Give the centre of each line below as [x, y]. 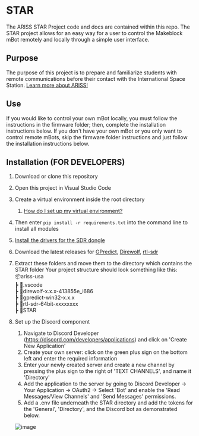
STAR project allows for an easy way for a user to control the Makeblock [94, 33]
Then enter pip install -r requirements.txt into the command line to [101, 222]
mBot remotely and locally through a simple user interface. [78, 39]
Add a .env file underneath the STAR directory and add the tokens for [108, 403]
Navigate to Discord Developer [61, 333]
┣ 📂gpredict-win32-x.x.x [45, 297]
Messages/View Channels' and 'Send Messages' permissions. [100, 397]
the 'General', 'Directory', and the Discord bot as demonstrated [100, 409]
